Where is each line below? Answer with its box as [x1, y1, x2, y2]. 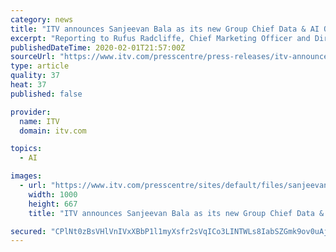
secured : [10, 226, 47, 236]
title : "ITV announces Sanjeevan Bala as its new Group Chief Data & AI [10, 24, 320, 34]
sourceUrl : [10, 52, 56, 62]
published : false [10, 89, 83, 99]
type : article [10, 61, 70, 71]
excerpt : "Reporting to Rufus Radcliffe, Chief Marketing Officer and [10, 33, 311, 43]
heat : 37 [10, 80, 47, 90]
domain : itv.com [19, 126, 87, 136]
